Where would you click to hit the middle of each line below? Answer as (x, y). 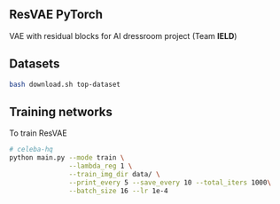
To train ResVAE (39, 133)
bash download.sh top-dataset (65, 84)
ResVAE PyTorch (56, 15)
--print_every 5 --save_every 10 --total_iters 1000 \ (170, 182)
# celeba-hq (31, 150)
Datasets (35, 64)
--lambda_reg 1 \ (101, 166)
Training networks (61, 111)
